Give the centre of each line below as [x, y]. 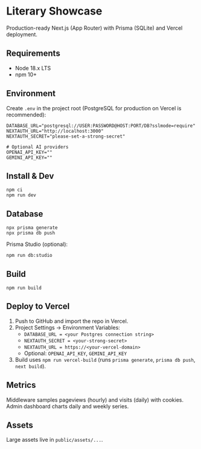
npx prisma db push [31, 233]
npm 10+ [26, 75]
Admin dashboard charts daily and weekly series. [68, 406]
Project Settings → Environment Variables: [68, 327]
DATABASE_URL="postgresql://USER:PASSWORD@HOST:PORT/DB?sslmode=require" [101, 125]
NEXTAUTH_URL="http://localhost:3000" [55, 131]
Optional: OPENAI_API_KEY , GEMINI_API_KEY [75, 353]
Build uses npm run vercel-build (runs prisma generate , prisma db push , [105, 359]
